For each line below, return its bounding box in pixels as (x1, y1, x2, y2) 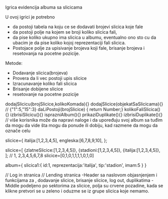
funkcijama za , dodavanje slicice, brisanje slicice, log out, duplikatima (5, 177, 151, 183)
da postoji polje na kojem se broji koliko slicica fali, (12, 29, 117, 35)
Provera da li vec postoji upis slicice (12, 75, 87, 81)
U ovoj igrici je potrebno (5, 14, 55, 20)
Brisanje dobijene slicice (12, 86, 63, 92)
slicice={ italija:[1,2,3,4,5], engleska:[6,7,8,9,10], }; (5, 138, 107, 143)
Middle (5, 183, 20, 188)
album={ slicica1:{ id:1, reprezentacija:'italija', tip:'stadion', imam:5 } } (5, 162, 147, 168)
